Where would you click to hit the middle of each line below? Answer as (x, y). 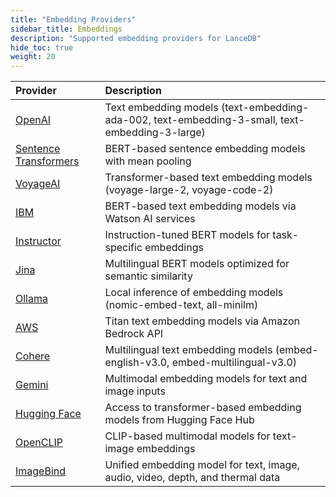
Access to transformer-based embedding (203, 408)
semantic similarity (148, 276)
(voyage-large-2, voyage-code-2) (189, 190)
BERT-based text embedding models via (200, 206)
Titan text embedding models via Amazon (202, 321)
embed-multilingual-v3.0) (234, 363)
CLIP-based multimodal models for (187, 436)
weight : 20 (33, 57)
